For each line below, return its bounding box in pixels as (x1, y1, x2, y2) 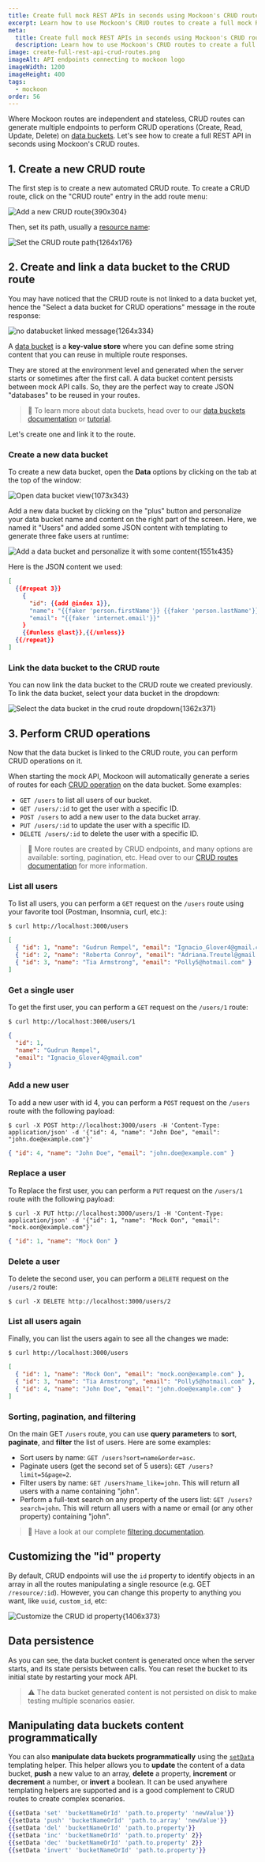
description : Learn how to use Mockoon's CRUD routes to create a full (15, 41, 256, 49)
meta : (8, 26, 26, 34)
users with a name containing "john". (19, 1486, 140, 1496)
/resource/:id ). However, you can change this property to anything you (8, 1588, 241, 1597)
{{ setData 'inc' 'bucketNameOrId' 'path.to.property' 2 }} (8, 1832, 203, 1840)
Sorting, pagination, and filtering (8, 1411, 136, 1422)
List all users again (8, 1315, 81, 1326)
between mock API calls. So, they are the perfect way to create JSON (8, 381, 234, 392)
